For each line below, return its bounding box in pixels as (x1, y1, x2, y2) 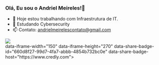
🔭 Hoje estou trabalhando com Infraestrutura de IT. (12, 16, 118, 22)
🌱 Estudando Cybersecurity (12, 21, 70, 27)
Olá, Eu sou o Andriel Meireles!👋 (5, 4, 86, 11)
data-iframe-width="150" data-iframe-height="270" (5, 43, 113, 49)
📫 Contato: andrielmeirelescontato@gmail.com (12, 27, 111, 33)
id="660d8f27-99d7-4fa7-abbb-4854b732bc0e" (5, 48, 108, 54)
